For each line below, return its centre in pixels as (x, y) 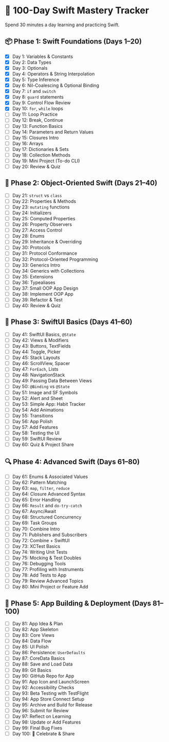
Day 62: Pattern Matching (39, 482)
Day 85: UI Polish (31, 647)
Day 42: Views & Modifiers (40, 340)
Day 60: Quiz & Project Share (43, 445)
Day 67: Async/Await (34, 511)
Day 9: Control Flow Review (41, 103)
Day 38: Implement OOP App (43, 294)
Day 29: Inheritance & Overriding (47, 242)
